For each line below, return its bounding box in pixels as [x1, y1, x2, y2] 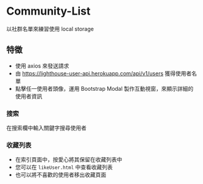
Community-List [6, 4, 91, 18]
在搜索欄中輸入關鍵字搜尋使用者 [6, 124, 87, 132]
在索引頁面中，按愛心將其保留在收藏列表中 [15, 156, 123, 163]
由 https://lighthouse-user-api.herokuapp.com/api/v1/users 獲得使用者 [15, 69, 192, 77]
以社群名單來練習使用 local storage [6, 25, 94, 32]
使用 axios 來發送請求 [15, 62, 69, 69]
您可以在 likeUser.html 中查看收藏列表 [15, 163, 113, 171]
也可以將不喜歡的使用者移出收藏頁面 [15, 171, 107, 179]
